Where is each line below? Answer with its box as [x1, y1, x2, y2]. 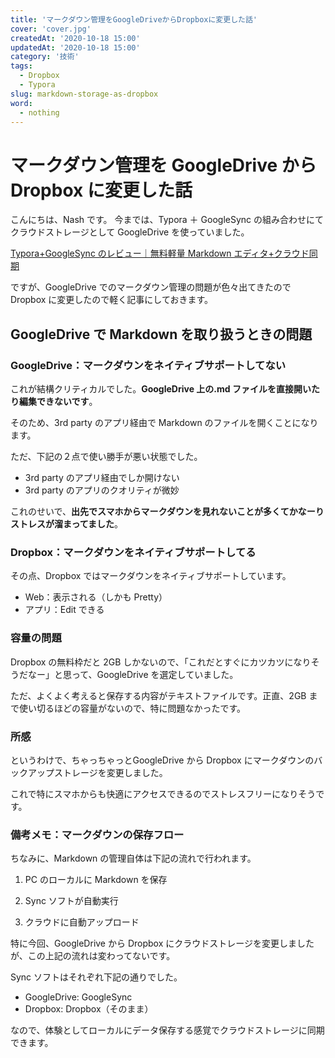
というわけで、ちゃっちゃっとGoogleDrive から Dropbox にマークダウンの [10, 754, 315, 766]
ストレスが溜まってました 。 [10, 518, 124, 530]
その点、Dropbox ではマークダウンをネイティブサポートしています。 [10, 570, 292, 582]
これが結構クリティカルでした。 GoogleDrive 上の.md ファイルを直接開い [10, 383, 312, 395]
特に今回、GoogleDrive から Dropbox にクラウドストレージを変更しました [10, 937, 315, 950]
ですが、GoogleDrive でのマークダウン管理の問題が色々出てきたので [10, 281, 292, 293]
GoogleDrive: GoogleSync [24, 991, 133, 1003]
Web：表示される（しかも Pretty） [24, 591, 168, 603]
